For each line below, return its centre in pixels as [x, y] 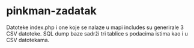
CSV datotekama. [28, 40]
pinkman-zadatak [52, 11]
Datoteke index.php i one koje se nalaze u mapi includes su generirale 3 [95, 27]
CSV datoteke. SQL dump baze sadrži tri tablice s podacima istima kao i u [97, 33]
